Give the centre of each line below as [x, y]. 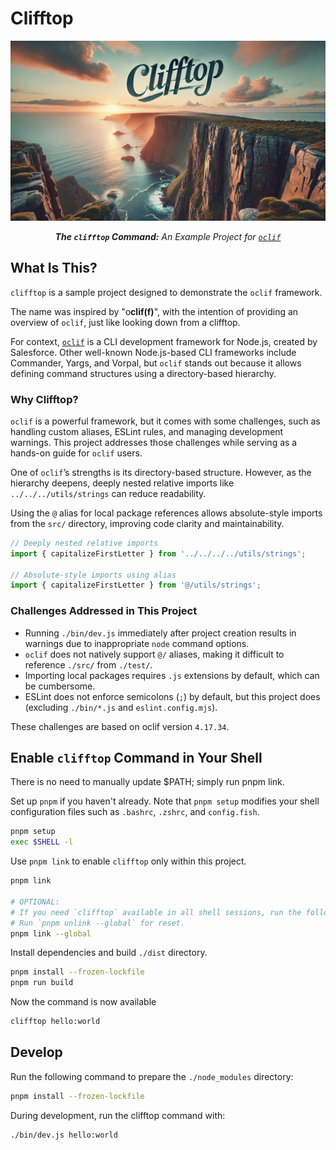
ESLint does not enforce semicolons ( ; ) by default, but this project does [172, 696]
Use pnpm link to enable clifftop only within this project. [128, 861]
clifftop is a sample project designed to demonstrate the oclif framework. [166, 292]
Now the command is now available [83, 1002]
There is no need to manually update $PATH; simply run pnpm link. [147, 782]
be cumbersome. [60, 686]
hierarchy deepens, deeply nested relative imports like [122, 483]
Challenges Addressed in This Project [104, 611]
